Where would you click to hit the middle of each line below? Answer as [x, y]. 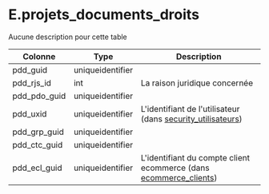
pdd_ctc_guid [38, 145]
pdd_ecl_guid [37, 168]
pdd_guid [30, 69]
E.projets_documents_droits [104, 15]
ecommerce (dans [175, 168]
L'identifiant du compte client [195, 157]
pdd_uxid [30, 113]
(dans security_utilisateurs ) [191, 119]
